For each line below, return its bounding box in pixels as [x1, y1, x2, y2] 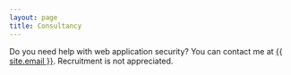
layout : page [9, 12, 58, 22]
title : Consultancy [9, 21, 82, 30]
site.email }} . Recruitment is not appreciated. [9, 55, 174, 66]
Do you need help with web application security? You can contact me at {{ [9, 46, 284, 56]
